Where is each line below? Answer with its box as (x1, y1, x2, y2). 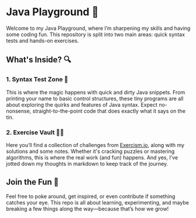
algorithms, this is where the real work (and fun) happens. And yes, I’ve (6, 154, 178, 161)
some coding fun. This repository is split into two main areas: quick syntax (6, 30, 185, 38)
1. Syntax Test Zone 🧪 (6, 76, 68, 84)
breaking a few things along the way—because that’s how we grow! (6, 205, 169, 212)
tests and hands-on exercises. (6, 37, 79, 44)
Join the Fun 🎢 (6, 177, 59, 187)
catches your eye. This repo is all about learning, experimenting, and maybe (6, 199, 189, 206)
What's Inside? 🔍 (6, 55, 71, 65)
